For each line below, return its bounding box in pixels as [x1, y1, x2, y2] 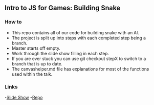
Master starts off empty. [11, 45, 61, 51]
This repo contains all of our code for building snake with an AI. [11, 29, 140, 36]
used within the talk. [11, 71, 53, 77]
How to [4, 19, 22, 25]
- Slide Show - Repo [4, 94, 43, 100]
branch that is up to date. [11, 61, 63, 66]
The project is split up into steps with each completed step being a [11, 35, 146, 41]
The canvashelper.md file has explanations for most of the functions [11, 66, 150, 72]
